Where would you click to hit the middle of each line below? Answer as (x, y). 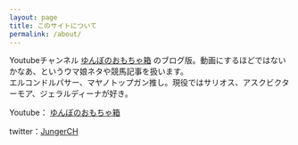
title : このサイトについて (53, 26)
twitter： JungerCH (44, 132)
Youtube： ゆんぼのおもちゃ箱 (65, 113)
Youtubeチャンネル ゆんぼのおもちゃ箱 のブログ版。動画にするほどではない (148, 60)
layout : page (33, 17)
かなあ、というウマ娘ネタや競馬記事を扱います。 (99, 71)
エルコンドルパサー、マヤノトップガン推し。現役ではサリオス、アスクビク (145, 83)
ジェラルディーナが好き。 (86, 93)
